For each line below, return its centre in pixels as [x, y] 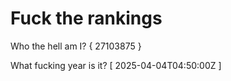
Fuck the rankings [86, 18]
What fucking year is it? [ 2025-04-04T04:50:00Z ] [116, 65]
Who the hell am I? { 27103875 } [76, 46]
